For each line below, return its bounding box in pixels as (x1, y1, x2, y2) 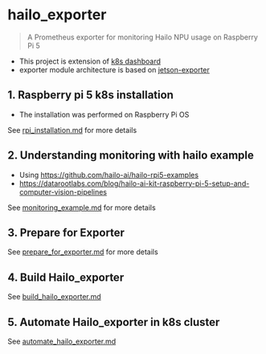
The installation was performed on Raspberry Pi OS (18, 109, 190, 119)
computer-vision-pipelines (18, 187, 108, 196)
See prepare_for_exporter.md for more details (7, 247, 158, 257)
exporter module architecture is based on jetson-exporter (18, 64, 211, 74)
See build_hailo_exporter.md (7, 292, 101, 302)
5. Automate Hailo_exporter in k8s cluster (7, 315, 220, 329)
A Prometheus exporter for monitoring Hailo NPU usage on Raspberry (27, 32, 259, 42)
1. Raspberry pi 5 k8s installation (7, 88, 174, 102)
